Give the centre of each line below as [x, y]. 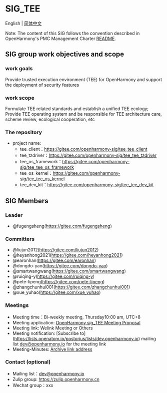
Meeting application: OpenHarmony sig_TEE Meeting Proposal [76, 322]
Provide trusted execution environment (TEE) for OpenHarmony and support [84, 79]
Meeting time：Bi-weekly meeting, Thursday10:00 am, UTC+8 [76, 317]
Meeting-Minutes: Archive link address [52, 349]
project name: [27, 143]
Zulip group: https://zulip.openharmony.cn [56, 379]
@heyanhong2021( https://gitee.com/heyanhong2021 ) [68, 255]
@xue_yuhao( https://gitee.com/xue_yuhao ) [56, 292]
